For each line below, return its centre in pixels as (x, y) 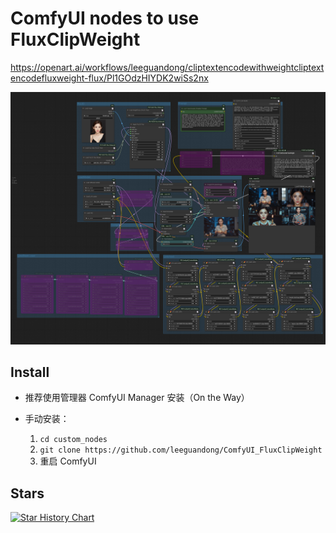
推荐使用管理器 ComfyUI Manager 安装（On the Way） (137, 398)
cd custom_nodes (73, 440)
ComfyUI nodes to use (105, 18)
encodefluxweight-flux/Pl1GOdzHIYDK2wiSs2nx (109, 78)
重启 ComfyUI (68, 461)
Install (30, 372)
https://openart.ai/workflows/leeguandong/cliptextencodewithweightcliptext (167, 67)
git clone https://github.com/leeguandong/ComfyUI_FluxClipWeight (181, 450)
